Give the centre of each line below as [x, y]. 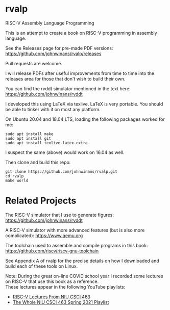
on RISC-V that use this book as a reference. [52, 281]
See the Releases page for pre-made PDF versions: [59, 48]
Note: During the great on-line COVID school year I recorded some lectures [84, 276]
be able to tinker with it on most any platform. [53, 109]
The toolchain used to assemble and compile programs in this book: [77, 245]
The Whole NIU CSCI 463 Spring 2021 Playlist [61, 302]
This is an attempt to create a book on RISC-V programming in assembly [81, 33]
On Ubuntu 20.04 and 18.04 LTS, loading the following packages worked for [85, 119]
